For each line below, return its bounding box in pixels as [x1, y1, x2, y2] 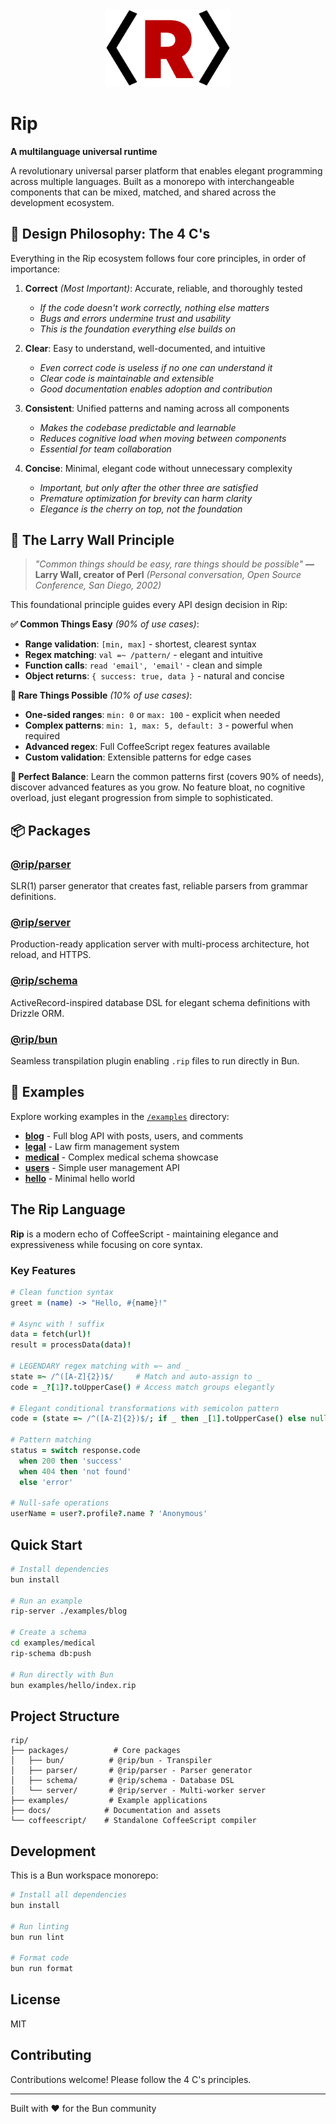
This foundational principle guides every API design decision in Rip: [10, 599, 288, 611]
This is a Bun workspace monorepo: [10, 1869, 159, 1882]
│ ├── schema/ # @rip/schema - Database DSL [10, 1776, 235, 1786]
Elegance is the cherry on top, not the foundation [39, 503, 243, 515]
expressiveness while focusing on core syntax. [10, 1238, 203, 1250]
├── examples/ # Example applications [10, 1796, 208, 1806]
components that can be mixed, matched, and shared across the [10, 186, 277, 198]
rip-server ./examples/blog [10, 1606, 128, 1617]
